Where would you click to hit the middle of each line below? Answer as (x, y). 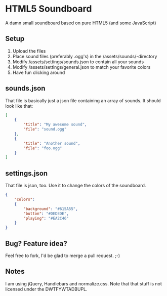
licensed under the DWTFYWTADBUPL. (46, 289)
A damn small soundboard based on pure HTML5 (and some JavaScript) (81, 23)
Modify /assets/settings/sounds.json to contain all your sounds (78, 62)
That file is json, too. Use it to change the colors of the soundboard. (76, 186)
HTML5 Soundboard (49, 9)
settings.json (27, 173)
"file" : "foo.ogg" (43, 148)
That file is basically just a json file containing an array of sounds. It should (83, 100)
